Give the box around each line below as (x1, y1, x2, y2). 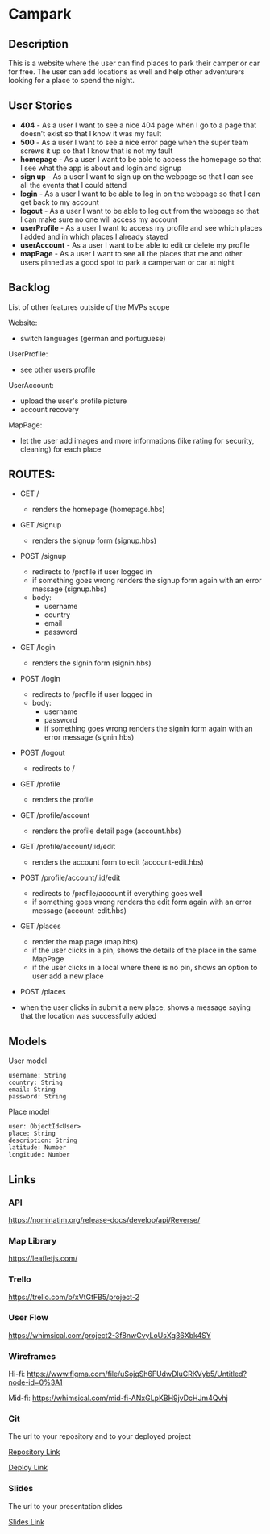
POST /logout (19, 748, 66, 758)
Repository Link (8, 1447, 60, 1457)
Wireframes (8, 1350, 56, 1361)
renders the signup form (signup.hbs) (31, 536, 157, 545)
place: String (8, 1130, 56, 1138)
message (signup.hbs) (31, 584, 107, 594)
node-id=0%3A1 (8, 1378, 63, 1387)
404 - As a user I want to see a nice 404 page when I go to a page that (19, 120, 257, 130)
